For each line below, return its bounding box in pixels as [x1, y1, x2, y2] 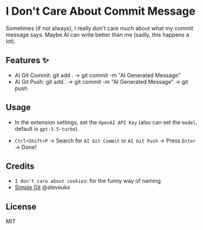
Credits [6, 161, 35, 171]
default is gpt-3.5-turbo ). [14, 125, 79, 132]
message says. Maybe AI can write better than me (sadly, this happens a [6, 31, 190, 38]
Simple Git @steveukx [14, 184, 71, 191]
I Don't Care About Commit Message [6, 4, 196, 18]
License [6, 201, 37, 212]
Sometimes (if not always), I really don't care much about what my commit [6, 24, 194, 32]
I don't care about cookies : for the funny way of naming [14, 177, 161, 185]
